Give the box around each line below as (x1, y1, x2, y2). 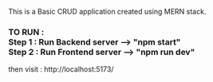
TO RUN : (8, 26, 45, 37)
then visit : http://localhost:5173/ (8, 64, 114, 74)
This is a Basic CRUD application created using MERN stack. (8, 7, 207, 16)
